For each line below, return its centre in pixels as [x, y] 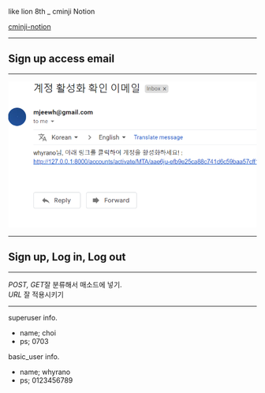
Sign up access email [62, 59]
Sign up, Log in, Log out [67, 257]
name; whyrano [45, 372]
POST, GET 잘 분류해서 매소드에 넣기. [65, 284]
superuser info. [33, 317]
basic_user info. [34, 356]
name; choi [38, 333]
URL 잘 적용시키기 [36, 294]
